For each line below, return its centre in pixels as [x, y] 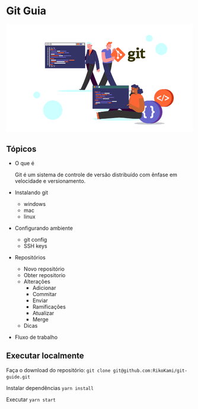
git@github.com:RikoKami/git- [150, 370]
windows [35, 204]
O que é [24, 163]
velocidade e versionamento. [50, 181]
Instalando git [31, 192]
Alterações [37, 281]
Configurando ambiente [44, 228]
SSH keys [35, 246]
